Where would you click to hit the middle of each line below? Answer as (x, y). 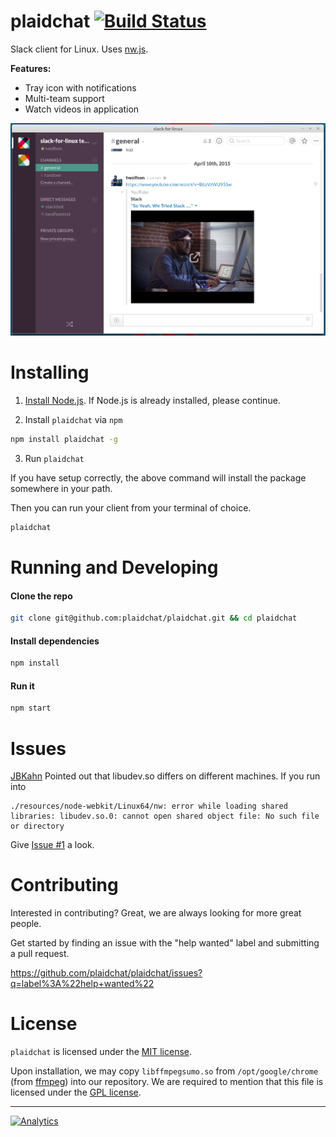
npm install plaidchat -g (64, 440)
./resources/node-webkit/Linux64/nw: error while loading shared (149, 806)
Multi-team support (64, 98)
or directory (37, 826)
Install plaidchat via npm (73, 420)
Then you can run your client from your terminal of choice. (131, 508)
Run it (22, 686)
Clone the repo (41, 596)
